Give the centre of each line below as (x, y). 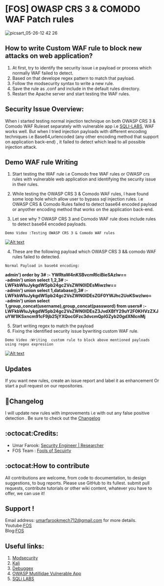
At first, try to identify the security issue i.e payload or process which (82, 68)
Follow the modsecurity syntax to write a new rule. (63, 83)
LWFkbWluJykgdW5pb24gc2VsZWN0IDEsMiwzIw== (61, 285)
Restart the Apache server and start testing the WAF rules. (71, 93)
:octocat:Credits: (32, 434)
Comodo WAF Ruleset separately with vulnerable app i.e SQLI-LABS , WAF (80, 126)
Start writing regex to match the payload (53, 326)
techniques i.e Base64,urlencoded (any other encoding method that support (82, 136)
